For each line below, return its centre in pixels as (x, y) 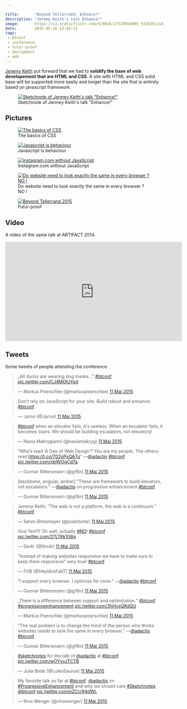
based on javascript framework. (38, 87)
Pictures (19, 118)
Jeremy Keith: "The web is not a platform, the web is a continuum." (87, 506)
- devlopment (21, 52)
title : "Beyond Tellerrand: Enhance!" (53, 14)
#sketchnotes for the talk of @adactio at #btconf (68, 656)
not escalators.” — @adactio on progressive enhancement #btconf (86, 486)
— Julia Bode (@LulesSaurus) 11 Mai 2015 (61, 671)
